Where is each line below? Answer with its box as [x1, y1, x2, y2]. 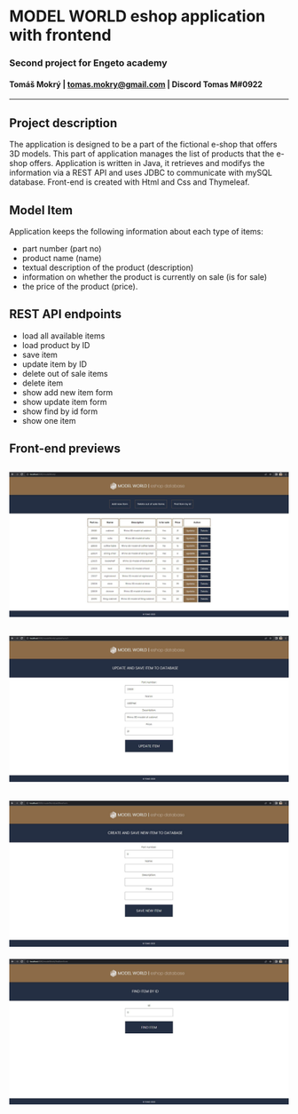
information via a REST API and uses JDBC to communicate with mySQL [9, 167, 273, 179]
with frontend [9, 25, 112, 45]
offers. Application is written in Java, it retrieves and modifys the [29, 158, 265, 169]
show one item [21, 415, 77, 426]
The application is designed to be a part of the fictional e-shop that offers [9, 139, 278, 150]
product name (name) [21, 252, 102, 263]
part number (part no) [21, 243, 102, 254]
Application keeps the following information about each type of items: [9, 226, 264, 236]
